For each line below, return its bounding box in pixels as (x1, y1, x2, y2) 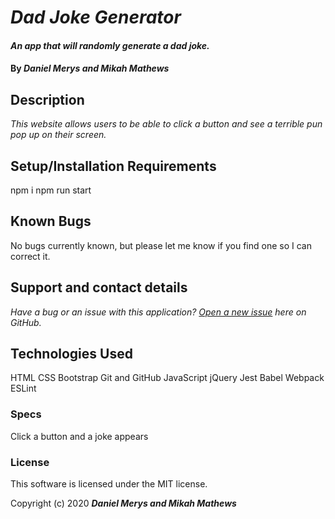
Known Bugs (10, 213, 92, 230)
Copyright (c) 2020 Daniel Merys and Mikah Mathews (10, 497, 237, 510)
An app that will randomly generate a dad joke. (10, 39, 210, 51)
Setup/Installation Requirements (10, 157, 217, 175)
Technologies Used (10, 346, 133, 363)
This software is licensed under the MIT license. (10, 478, 208, 490)
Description (10, 91, 85, 108)
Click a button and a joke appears (10, 430, 149, 442)
